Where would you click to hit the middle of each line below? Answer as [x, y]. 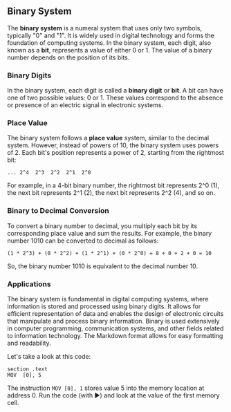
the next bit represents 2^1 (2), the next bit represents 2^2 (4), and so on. [111, 193]
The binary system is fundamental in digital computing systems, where [108, 299]
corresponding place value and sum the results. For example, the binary [110, 233]
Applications [29, 284]
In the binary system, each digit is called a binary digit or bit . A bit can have [115, 91]
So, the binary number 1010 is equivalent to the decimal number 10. [103, 266]
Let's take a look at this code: [49, 356]
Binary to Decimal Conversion [58, 211]
